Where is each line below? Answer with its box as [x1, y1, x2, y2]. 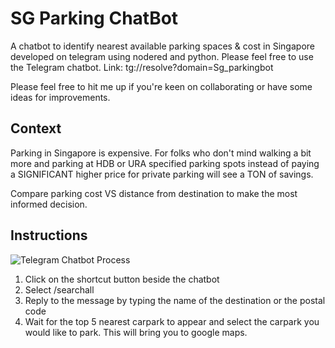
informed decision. [10, 198, 88, 210]
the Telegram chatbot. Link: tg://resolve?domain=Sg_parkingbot [10, 61, 274, 73]
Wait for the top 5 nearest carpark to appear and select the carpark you [24, 315, 320, 327]
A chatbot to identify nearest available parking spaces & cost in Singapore [10, 40, 315, 52]
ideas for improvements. [10, 91, 111, 103]
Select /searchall [24, 283, 95, 296]
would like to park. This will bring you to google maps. [24, 326, 248, 338]
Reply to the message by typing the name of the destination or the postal [24, 294, 326, 306]
